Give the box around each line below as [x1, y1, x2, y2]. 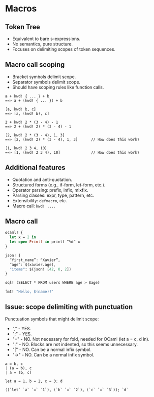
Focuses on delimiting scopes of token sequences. [12, 46, 116, 52]
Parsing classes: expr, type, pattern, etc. [12, 192, 94, 198]
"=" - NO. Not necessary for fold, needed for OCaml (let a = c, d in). [12, 336, 150, 342]
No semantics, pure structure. [12, 41, 73, 47]
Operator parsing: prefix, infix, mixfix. [12, 187, 89, 193]
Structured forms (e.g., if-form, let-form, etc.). [12, 181, 106, 188]
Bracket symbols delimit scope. [12, 74, 76, 80]
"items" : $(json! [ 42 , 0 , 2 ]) [9, 266, 71, 272]
